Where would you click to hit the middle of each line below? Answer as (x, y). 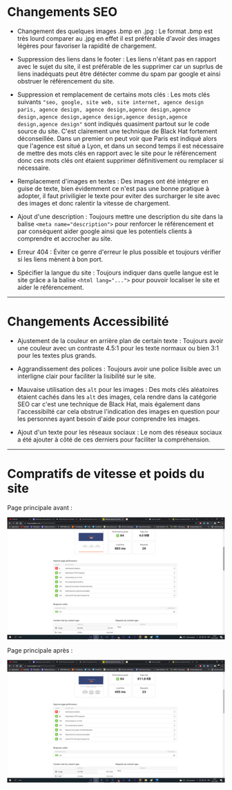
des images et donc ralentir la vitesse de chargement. (94, 203)
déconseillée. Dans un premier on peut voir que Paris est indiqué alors (117, 138)
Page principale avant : (40, 507)
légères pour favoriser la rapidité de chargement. (87, 46)
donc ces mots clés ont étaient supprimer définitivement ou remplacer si (120, 160)
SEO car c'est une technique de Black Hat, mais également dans (108, 404)
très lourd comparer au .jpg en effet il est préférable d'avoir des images (118, 38)
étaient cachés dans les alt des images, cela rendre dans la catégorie (117, 397)
